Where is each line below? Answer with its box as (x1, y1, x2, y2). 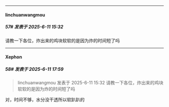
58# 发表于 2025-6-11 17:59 (5, 66, 64, 72)
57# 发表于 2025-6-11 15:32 (5, 24, 64, 30)
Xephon (5, 54, 23, 60)
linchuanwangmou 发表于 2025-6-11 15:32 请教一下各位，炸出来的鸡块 (17, 80, 163, 86)
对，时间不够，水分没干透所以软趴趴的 (5, 96, 84, 103)
